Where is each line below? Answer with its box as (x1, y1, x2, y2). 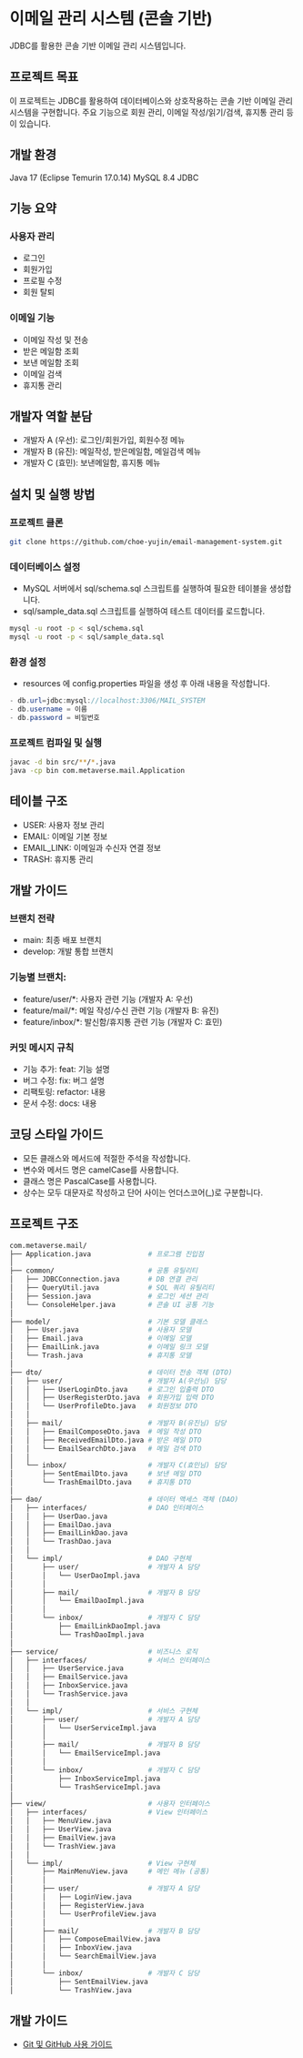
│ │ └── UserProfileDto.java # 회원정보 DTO (9, 1402, 198, 1411)
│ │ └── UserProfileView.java (9, 1909, 157, 1919)
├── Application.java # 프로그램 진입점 (9, 1249, 205, 1259)
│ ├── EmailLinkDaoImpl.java (9, 1622, 161, 1631)
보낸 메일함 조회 (22, 357, 79, 368)
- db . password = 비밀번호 (9, 714, 100, 723)
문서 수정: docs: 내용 (22, 1098, 97, 1109)
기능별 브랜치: (9, 971, 66, 984)
